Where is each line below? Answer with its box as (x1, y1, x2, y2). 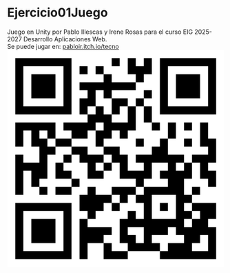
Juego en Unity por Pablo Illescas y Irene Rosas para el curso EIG (7, 28, 194, 36)
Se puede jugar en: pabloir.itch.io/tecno (7, 42, 119, 50)
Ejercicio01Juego (7, 5, 108, 21)
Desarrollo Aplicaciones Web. (23, 34, 107, 43)
